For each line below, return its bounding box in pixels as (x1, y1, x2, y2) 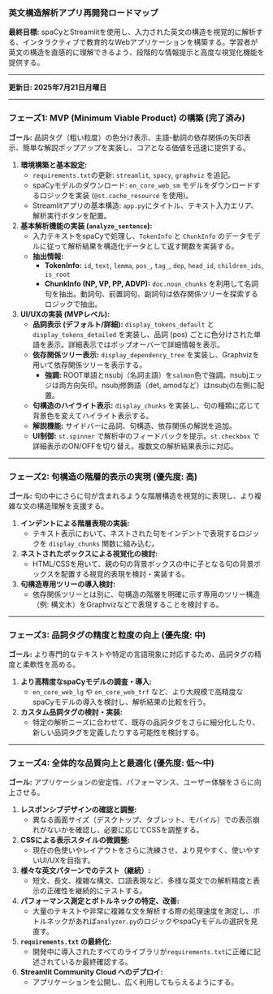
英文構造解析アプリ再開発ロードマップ (8, 6, 158, 18)
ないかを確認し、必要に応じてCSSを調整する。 (46, 825, 204, 835)
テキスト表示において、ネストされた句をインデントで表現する (32, 528, 239, 538)
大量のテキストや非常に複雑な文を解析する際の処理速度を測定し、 (32, 906, 253, 916)
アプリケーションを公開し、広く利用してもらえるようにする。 (32, 977, 238, 988)
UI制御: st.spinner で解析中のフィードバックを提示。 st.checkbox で (32, 430, 260, 440)
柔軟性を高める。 (22, 659, 80, 669)
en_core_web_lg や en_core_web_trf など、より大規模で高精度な (32, 687, 244, 697)
